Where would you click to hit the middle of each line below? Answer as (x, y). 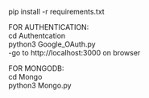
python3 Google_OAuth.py (52, 44)
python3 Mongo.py (40, 85)
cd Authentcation (37, 36)
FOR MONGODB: (36, 68)
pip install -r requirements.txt (56, 12)
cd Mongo (25, 77)
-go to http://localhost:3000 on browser (74, 53)
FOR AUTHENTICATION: (49, 27)
